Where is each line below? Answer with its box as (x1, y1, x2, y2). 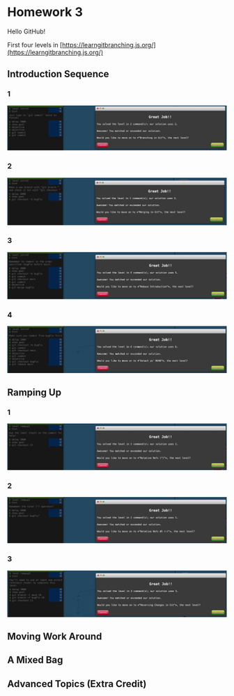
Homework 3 (7, 4, 84, 20)
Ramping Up (7, 387, 61, 399)
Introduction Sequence (7, 68, 109, 80)
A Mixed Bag (7, 654, 63, 666)
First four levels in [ (7, 40, 63, 49)
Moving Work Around (7, 631, 102, 642)
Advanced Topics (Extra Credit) (7, 678, 147, 690)
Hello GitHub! (7, 27, 46, 35)
